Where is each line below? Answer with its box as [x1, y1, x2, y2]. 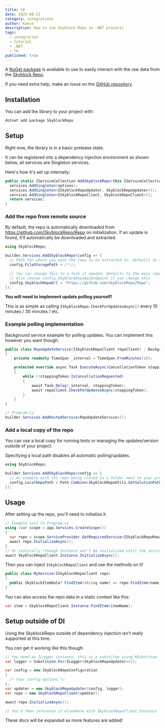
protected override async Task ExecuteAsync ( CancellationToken [14, 365, 146, 370]
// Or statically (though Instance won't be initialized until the [5, 548, 146, 553]
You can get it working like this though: [5, 645, 84, 651]
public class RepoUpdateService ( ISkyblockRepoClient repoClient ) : [5, 347, 146, 352]
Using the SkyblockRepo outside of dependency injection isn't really [5, 630, 143, 636]
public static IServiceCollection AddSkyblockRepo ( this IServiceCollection [5, 178, 164, 184]
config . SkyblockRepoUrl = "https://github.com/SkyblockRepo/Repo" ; [9, 280, 151, 285]
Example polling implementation [5, 321, 84, 328]
